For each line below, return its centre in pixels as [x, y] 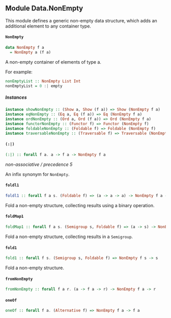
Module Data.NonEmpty [44, 8]
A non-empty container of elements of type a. [53, 62]
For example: [19, 72]
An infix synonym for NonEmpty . [37, 174]
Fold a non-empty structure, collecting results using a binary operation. [80, 205]
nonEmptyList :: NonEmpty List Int [43, 81]
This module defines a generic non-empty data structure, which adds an [81, 20]
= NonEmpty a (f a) [31, 52]
